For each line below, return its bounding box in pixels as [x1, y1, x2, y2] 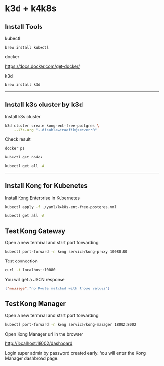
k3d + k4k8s [5, 3, 57, 14]
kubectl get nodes [5, 155, 42, 160]
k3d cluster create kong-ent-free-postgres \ [5, 123, 99, 128]
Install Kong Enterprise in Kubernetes [5, 195, 80, 201]
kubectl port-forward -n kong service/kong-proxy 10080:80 [5, 249, 128, 254]
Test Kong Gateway [5, 227, 66, 235]
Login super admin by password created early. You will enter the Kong [5, 350, 146, 356]
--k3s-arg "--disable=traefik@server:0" [14, 128, 97, 132]
